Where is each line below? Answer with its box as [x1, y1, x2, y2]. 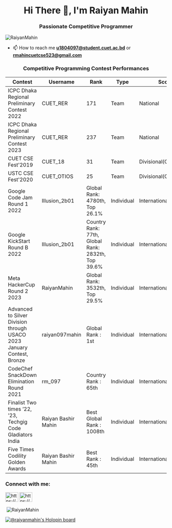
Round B [8, 243, 29, 251]
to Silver [8, 312, 28, 319]
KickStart [8, 237, 30, 245]
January [8, 343, 28, 351]
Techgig [8, 418, 28, 425]
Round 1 [8, 200, 29, 207]
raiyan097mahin [41, 331, 82, 338]
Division [8, 318, 27, 325]
